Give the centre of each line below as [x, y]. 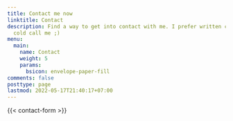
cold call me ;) [37, 33]
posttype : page [29, 84]
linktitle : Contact [35, 20]
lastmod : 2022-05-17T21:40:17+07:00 [60, 91]
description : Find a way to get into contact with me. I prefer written [114, 26]
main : [21, 46]
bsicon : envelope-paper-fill [68, 71]
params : [31, 65]
